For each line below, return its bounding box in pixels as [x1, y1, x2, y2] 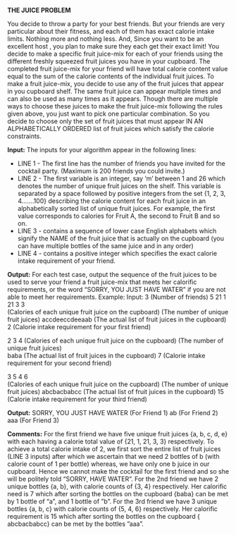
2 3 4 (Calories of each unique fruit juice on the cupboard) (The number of [7, 336, 224, 345]
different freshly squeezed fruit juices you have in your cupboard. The [7, 57, 211, 66]
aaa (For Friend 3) [7, 416, 60, 424]
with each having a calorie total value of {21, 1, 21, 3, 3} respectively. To [7, 437, 215, 445]
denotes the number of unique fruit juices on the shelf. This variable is [17, 182, 221, 190]
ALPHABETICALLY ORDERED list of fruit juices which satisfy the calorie [7, 125, 215, 133]
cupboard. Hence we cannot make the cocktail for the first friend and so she [7, 467, 230, 475]
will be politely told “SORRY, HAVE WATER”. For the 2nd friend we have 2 [7, 475, 218, 483]
